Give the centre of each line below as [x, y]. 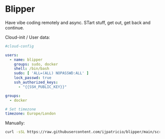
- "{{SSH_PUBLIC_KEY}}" [42, 87]
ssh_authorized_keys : [36, 82]
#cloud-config [20, 46]
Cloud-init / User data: [28, 37]
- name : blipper [26, 60]
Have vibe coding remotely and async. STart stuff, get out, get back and [78, 23]
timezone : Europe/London [30, 114]
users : [12, 55]
